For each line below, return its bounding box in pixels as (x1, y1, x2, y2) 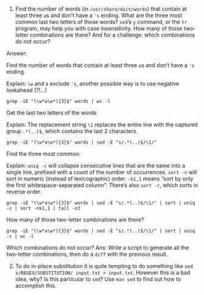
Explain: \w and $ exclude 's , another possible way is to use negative (6, 80, 180, 87)
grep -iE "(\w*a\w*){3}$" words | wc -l (6, 98, 111, 104)
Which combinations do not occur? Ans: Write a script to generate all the (6, 244, 189, 251)
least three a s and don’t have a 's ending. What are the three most (15, 12, 183, 19)
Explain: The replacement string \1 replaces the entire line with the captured (6, 121, 199, 128)
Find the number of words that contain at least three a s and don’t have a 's (6, 61, 195, 69)
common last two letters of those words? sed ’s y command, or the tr (15, 18, 188, 25)
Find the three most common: (6, 150, 81, 157)
